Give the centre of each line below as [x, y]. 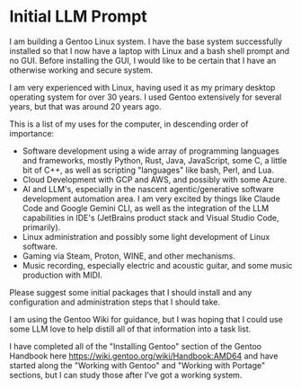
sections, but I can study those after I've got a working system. [126, 375]
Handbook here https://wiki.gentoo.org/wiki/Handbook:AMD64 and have [144, 356]
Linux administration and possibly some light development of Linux [146, 236]
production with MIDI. [62, 275]
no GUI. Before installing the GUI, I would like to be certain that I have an [143, 60]
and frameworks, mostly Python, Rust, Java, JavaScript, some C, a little [155, 160]
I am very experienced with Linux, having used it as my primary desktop [142, 87]
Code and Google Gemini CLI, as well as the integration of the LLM [146, 208]
